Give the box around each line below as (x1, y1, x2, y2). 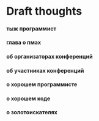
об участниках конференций (6, 67, 84, 74)
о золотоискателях (6, 109, 58, 116)
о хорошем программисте (6, 81, 78, 88)
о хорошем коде (6, 95, 51, 102)
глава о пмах (6, 38, 42, 46)
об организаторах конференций (6, 53, 93, 60)
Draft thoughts (6, 4, 82, 18)
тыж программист (6, 24, 57, 32)
